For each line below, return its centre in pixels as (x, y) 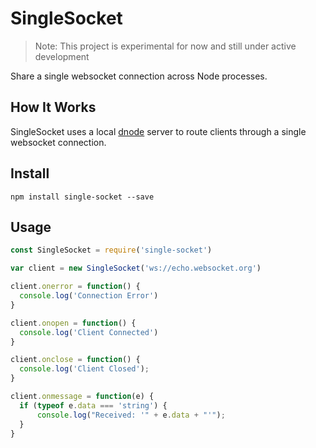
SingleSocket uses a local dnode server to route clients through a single (158, 131)
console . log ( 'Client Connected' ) (89, 332)
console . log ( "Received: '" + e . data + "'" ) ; (131, 415)
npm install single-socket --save (82, 197)
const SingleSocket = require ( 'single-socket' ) (111, 250)
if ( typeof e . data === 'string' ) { (93, 405)
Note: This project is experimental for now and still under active (165, 46)
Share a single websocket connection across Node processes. (139, 76)
